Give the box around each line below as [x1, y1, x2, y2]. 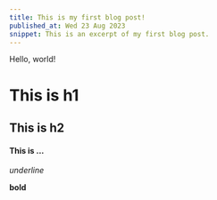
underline [9, 165, 45, 176]
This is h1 [9, 85, 79, 105]
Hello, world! [9, 54, 56, 65]
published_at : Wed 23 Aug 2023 [9, 21, 126, 30]
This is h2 [9, 120, 65, 135]
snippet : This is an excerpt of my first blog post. [9, 29, 210, 38]
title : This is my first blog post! [9, 12, 146, 22]
